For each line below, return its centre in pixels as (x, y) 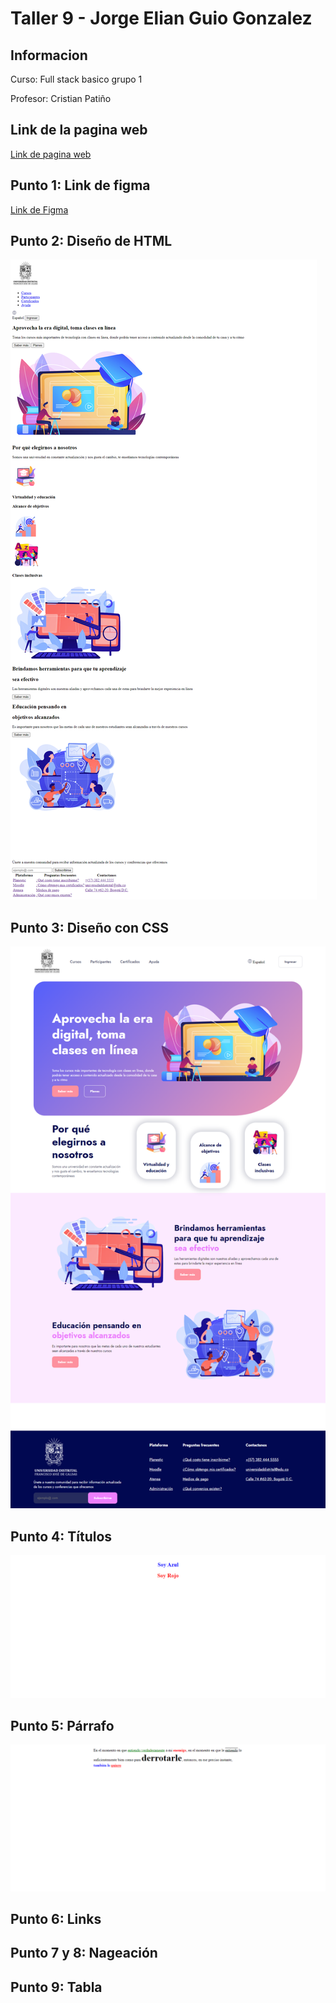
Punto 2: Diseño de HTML (91, 241)
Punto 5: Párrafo (62, 1725)
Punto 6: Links (56, 1919)
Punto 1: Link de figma (80, 185)
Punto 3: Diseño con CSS (90, 927)
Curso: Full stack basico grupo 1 (76, 79)
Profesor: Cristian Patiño (61, 98)
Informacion (49, 55)
